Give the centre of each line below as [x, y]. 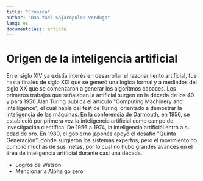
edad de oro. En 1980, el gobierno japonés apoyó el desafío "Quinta [91, 134]
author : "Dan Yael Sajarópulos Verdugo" [59, 18]
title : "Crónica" [28, 12]
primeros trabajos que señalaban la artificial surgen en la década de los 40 [100, 95]
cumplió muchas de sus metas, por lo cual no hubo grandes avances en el [100, 147]
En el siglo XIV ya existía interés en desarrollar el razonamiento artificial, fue [101, 76]
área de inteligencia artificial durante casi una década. [74, 153]
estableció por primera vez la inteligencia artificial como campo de [90, 121]
